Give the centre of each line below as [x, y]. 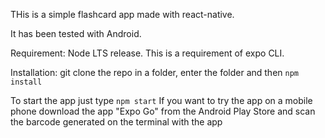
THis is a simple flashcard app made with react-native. [122, 14]
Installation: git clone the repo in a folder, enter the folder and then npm [155, 72]
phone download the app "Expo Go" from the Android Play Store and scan [163, 111]
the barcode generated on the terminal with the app [116, 122]
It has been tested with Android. [76, 33]
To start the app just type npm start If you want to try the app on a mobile [161, 100]
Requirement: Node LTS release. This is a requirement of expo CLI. [147, 53]
